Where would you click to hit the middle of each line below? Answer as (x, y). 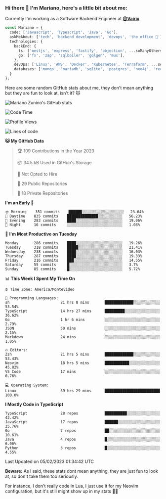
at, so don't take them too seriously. (41, 476)
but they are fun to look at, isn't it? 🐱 (43, 93)
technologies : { (26, 42)
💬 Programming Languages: (32, 298)
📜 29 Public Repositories (42, 183)
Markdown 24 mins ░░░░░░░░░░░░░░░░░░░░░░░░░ (83, 337)
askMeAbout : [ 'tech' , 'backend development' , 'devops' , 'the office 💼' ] (86, 37)
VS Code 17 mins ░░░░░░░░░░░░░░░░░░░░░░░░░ (83, 371)
